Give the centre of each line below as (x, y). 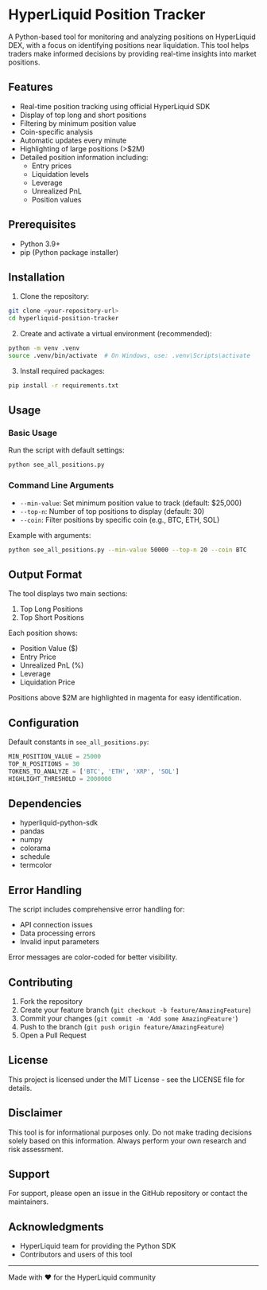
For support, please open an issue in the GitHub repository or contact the (128, 1194)
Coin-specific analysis (56, 131)
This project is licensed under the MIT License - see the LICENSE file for (126, 1079)
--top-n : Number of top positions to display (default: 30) (112, 511)
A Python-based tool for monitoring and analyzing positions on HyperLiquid (132, 37)
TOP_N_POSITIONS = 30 (44, 764)
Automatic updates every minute (73, 140)
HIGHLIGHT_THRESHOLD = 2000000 (60, 778)
